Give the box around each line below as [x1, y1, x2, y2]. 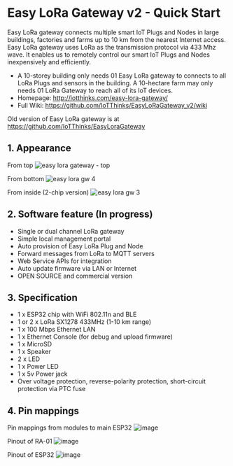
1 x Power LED [17, 362, 59, 371]
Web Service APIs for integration [17, 257, 112, 265]
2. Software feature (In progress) [7, 209, 153, 220]
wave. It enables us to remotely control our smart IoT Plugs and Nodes [7, 50, 210, 59]
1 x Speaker [17, 348, 51, 356]
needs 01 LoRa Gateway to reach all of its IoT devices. [17, 86, 174, 94]
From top [7, 161, 34, 169]
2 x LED [17, 355, 41, 363]
